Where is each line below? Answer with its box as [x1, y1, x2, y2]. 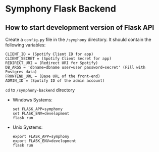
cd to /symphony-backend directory [5, 87, 75, 93]
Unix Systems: [12, 124, 43, 130]
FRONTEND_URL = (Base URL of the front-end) [5, 74, 100, 79]
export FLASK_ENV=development [12, 138, 77, 143]
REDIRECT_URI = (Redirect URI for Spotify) [5, 61, 98, 66]
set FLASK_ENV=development [12, 111, 70, 116]
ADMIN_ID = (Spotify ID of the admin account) [5, 78, 105, 83]
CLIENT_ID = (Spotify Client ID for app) [5, 52, 94, 57]
